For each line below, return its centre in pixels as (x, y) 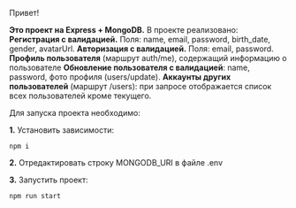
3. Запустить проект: (49, 180)
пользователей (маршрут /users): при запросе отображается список (140, 86)
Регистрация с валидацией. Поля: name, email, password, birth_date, (140, 39)
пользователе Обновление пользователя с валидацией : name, (129, 67)
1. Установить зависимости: (62, 130)
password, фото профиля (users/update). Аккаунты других (120, 77)
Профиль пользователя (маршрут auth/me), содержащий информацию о (148, 58)
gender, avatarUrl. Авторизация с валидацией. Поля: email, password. (141, 49)
